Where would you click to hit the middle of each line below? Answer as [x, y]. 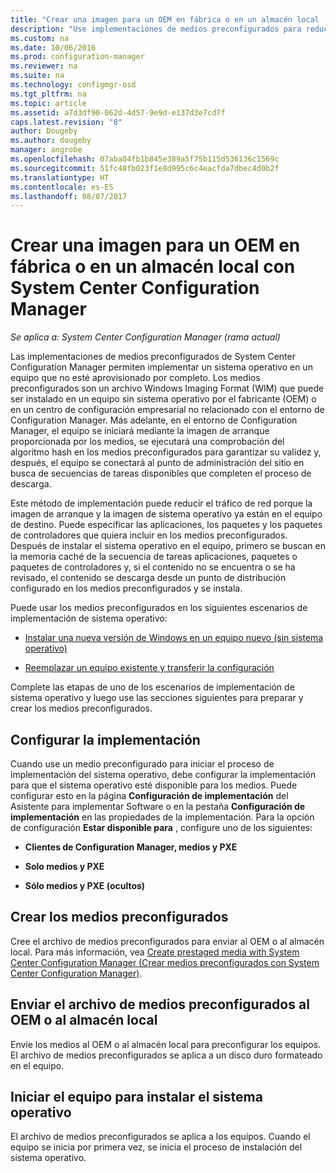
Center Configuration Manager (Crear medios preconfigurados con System [165, 962]
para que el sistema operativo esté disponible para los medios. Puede [154, 785]
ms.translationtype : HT [60, 177]
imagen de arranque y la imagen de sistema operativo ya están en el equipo [166, 514]
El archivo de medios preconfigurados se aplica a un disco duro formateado [166, 1055]
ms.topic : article [48, 103]
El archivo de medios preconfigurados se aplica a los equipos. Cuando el [160, 1137]
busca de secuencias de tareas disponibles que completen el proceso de [161, 473]
